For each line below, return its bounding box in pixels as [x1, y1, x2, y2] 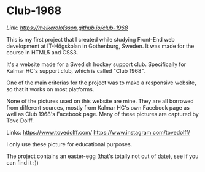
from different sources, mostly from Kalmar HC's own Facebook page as [6, 103, 190, 111]
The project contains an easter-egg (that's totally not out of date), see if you [6, 152, 199, 160]
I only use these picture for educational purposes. [6, 140, 133, 148]
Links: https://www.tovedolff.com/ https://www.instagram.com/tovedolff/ [6, 129, 190, 136]
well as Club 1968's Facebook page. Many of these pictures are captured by [6, 110, 199, 118]
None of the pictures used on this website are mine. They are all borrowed [6, 97, 195, 105]
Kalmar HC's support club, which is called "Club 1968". [6, 67, 145, 74]
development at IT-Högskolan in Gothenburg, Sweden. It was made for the [6, 42, 195, 50]
